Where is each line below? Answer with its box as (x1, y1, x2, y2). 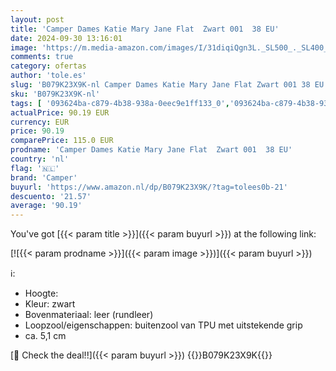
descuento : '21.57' (10, 191, 92, 201)
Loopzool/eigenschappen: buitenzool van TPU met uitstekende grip (24, 319, 303, 331)
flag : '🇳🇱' (10, 163, 60, 173)
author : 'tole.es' (10, 71, 87, 81)
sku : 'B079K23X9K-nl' (10, 89, 101, 99)
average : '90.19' (10, 201, 83, 211)
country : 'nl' (10, 154, 70, 164)
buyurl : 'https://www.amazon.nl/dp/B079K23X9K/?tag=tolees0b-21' (10, 182, 288, 192)
